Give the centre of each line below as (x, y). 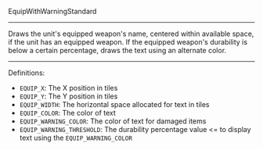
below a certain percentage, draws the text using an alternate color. (117, 50)
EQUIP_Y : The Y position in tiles (68, 96)
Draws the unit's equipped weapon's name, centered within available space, (131, 34)
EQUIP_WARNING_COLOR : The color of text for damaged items (113, 121)
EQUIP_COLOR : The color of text (67, 113)
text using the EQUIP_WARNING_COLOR (76, 137)
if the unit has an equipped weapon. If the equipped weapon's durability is (128, 42)
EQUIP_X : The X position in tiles (68, 88)
